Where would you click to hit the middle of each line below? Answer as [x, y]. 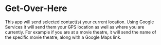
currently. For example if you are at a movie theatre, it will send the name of [81, 32]
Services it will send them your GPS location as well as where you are [75, 27]
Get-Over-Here [36, 8]
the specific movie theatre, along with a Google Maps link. [63, 37]
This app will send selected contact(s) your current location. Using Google [80, 22]
